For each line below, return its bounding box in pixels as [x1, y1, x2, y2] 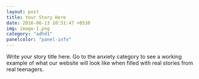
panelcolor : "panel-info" [6, 37, 71, 42]
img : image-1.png [6, 25, 50, 32]
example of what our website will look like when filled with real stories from [6, 59, 194, 66]
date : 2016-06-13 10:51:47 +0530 [6, 20, 91, 26]
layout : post [6, 8, 39, 15]
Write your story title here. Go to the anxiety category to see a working [6, 53, 182, 60]
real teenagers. [6, 66, 44, 72]
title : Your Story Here [6, 14, 67, 20]
